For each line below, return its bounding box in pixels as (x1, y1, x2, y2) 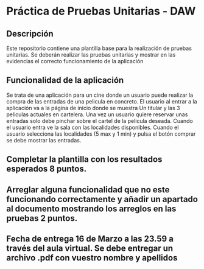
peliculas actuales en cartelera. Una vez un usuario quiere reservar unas (6, 111, 188, 118)
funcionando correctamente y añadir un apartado (6, 194, 198, 204)
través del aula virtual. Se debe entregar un (6, 243, 174, 253)
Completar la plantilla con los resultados (6, 154, 163, 165)
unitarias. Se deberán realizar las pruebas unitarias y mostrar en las (6, 51, 176, 58)
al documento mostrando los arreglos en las (6, 203, 177, 214)
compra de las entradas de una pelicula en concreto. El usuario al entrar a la (6, 97, 197, 105)
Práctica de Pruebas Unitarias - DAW (6, 4, 196, 18)
